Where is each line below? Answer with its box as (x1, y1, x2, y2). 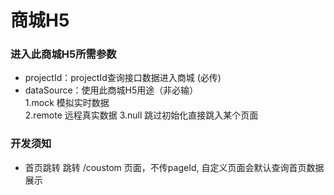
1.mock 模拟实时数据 (24, 97, 110, 109)
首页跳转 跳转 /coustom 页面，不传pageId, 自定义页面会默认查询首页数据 (24, 161, 325, 173)
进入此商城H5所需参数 (10, 47, 117, 61)
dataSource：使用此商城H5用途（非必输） (24, 84, 199, 96)
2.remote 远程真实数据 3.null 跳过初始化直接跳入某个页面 (24, 109, 259, 121)
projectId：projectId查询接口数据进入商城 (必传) (24, 72, 222, 84)
